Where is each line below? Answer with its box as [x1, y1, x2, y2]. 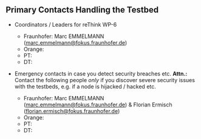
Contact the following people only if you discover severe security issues [14, 76, 196, 83]
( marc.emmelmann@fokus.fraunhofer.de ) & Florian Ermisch [23, 101, 172, 108]
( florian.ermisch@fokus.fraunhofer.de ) [23, 107, 120, 114]
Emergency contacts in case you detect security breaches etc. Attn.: [14, 69, 188, 77]
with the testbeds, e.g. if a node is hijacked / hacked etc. [14, 83, 156, 90]
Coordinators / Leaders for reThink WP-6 [14, 21, 117, 28]
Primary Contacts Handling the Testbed [5, 5, 159, 15]
